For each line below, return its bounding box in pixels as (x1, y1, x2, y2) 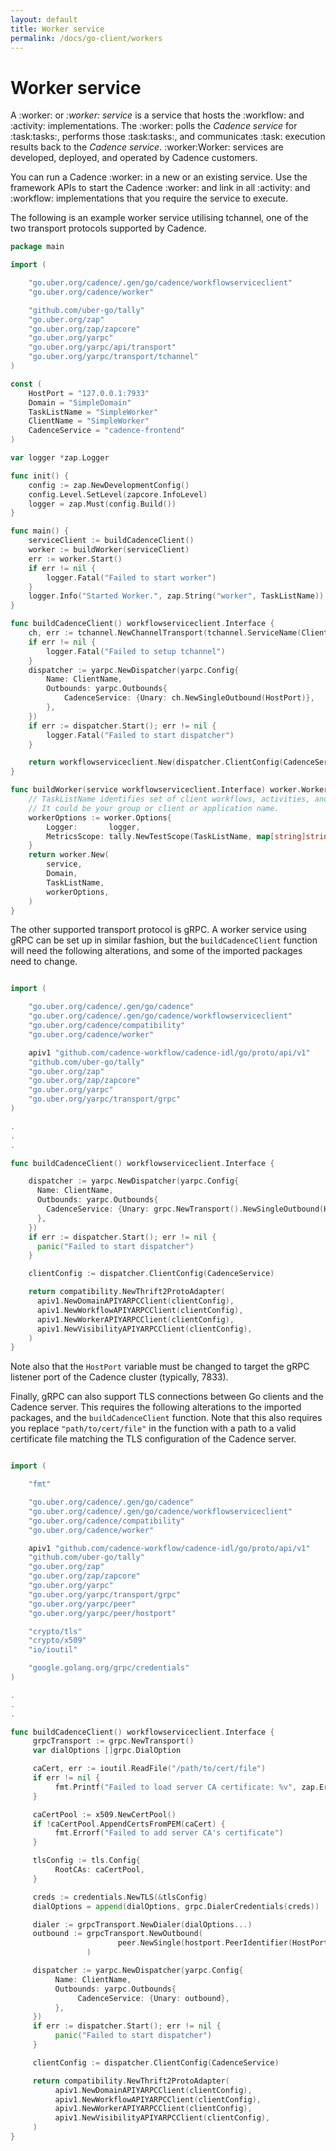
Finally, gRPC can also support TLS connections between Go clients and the (10, 1391, 324, 1403)
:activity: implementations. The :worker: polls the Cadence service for (10, 120, 298, 132)
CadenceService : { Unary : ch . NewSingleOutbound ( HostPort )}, (63, 693, 315, 703)
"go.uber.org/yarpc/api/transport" (28, 342, 177, 353)
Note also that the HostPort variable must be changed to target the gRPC (10, 1361, 310, 1373)
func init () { (10, 471, 70, 481)
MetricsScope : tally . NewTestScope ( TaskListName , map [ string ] (46, 831, 307, 841)
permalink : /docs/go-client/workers (10, 33, 163, 43)
